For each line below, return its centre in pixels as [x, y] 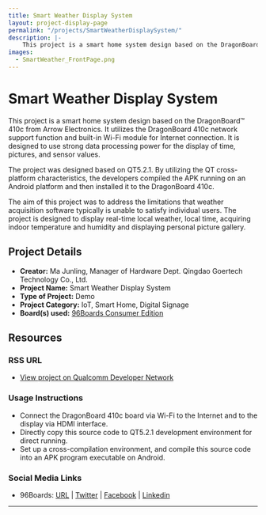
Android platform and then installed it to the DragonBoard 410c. [112, 186]
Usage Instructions [46, 398]
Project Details [45, 252]
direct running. [44, 441]
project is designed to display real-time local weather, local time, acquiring [129, 218]
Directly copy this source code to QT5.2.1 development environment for [136, 432]
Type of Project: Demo [57, 296]
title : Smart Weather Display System [70, 15]
